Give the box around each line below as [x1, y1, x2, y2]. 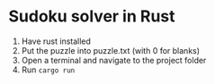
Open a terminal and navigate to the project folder [21, 55, 207, 65]
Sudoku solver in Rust [8, 6, 176, 27]
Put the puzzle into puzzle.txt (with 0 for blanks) [21, 45, 200, 55]
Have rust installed [21, 36, 92, 46]
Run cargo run [21, 64, 76, 75]
